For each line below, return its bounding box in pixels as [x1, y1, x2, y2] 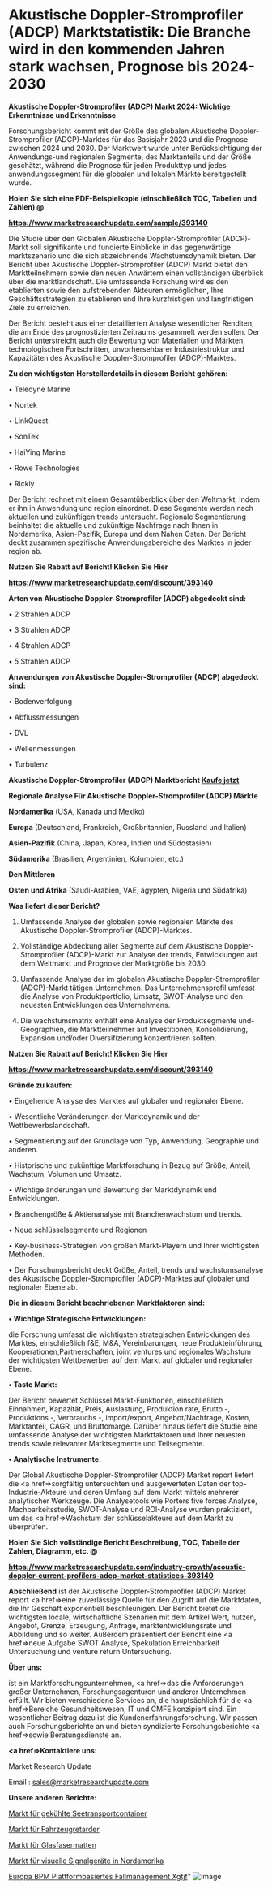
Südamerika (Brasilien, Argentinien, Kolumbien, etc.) [8, 854, 185, 863]
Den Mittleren [8, 869, 56, 879]
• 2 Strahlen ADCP [8, 609, 70, 619]
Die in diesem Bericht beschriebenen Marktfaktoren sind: [8, 1298, 205, 1308]
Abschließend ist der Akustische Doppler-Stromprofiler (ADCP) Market [8, 1586, 247, 1596]
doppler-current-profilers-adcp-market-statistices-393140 [8, 1570, 214, 1580]
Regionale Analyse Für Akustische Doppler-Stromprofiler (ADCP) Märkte [8, 790, 259, 801]
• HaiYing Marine [8, 447, 66, 456]
